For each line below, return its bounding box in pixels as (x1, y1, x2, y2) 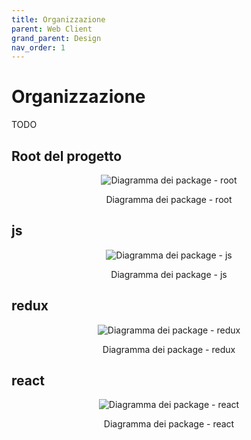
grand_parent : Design (11, 33, 102, 43)
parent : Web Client (11, 24, 93, 34)
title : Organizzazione (11, 14, 106, 25)
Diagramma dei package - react (103, 418, 235, 430)
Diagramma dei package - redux (102, 343, 236, 355)
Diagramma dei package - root (105, 194, 233, 205)
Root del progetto (11, 147, 123, 165)
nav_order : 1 (11, 42, 66, 53)
